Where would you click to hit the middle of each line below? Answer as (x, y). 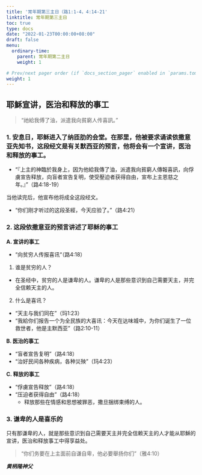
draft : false (23, 40)
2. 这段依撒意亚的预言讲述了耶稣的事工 (62, 228)
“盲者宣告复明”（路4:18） (46, 353)
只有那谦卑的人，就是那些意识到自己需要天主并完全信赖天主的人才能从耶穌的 (101, 433)
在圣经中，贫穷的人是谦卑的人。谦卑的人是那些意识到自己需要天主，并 (102, 280)
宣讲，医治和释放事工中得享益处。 (48, 441)
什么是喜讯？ (31, 300)
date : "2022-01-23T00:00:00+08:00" (51, 34)
